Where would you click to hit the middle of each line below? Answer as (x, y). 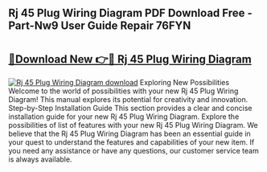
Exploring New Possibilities (185, 82)
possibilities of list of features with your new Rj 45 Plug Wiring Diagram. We (133, 125)
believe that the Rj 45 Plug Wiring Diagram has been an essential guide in (129, 133)
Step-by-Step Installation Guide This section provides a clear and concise (130, 108)
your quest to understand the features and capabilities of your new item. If (131, 142)
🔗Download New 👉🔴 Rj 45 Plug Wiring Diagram (130, 59)
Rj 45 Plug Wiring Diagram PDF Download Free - (131, 13)
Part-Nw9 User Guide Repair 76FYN (100, 26)
